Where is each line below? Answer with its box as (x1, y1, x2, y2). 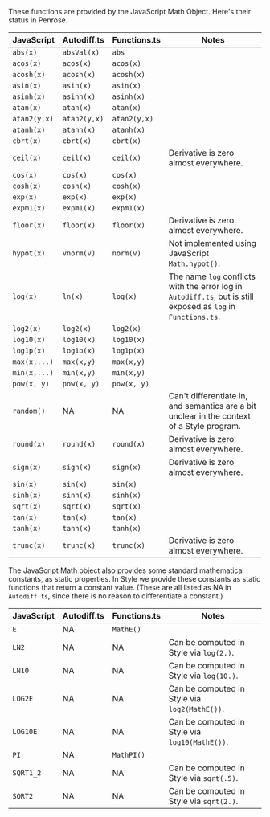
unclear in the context (168, 411, 252, 421)
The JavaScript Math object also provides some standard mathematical (8, 566, 244, 575)
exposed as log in (168, 301, 235, 312)
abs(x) (12, 48, 38, 57)
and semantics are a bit (168, 401, 257, 411)
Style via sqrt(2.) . (168, 795, 239, 807)
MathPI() (112, 750, 146, 759)
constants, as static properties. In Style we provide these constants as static (8, 574, 261, 583)
